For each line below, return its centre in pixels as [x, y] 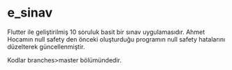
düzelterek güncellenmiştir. [46, 46]
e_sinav [30, 13]
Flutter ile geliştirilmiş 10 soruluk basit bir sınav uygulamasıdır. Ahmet [106, 32]
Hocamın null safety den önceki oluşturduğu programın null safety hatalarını [116, 39]
